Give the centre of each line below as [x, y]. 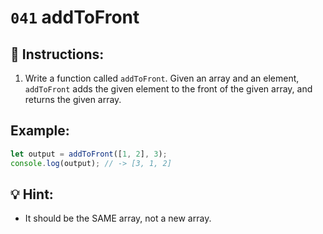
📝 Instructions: [57, 54]
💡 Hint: [32, 194]
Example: [40, 131]
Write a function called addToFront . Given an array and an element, [162, 78]
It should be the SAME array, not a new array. [118, 218]
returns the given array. [73, 99]
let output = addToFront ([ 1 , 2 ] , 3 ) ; [89, 154]
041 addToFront [75, 17]
